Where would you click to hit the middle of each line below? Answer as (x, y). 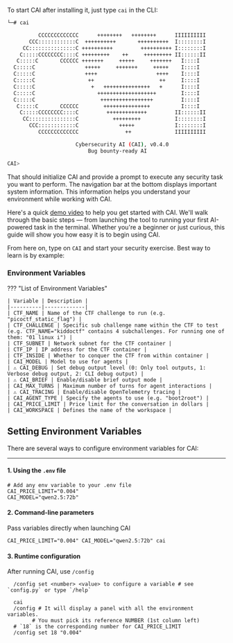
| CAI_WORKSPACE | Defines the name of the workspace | (89, 410)
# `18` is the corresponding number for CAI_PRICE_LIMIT (97, 627)
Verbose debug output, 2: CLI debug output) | (76, 374)
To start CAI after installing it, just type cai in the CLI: (83, 10)
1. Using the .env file (37, 470)
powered (20, 227)
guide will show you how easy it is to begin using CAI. (84, 234)
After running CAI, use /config (51, 572)
